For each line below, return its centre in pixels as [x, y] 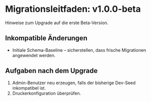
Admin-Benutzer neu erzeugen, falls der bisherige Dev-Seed [74, 83]
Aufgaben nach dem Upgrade [51, 71]
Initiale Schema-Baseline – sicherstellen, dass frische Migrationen [79, 50]
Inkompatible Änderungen [46, 38]
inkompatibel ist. [29, 88]
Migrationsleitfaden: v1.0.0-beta [73, 9]
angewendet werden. [34, 55]
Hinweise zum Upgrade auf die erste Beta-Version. [57, 23]
